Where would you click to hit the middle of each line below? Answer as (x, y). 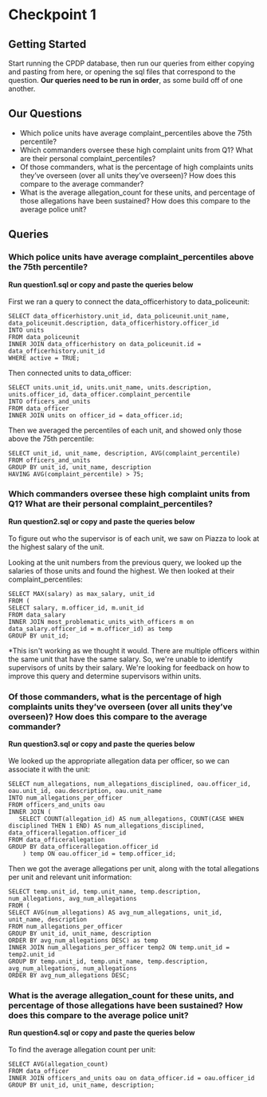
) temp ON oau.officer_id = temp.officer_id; (100, 854)
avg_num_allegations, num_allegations (73, 969)
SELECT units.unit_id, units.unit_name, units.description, (110, 387)
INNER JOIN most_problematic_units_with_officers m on (101, 622)
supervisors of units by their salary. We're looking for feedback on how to (129, 667)
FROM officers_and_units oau (57, 805)
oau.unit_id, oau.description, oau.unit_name (85, 791)
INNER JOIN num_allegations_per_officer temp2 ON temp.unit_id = (119, 948)
